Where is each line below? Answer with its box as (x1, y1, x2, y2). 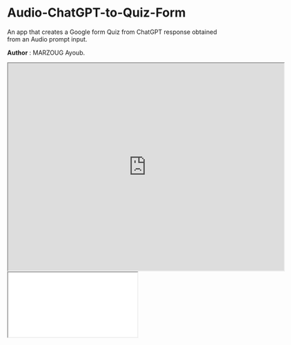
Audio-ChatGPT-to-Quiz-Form (7, 5, 186, 21)
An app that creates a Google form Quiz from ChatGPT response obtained (7, 28, 217, 36)
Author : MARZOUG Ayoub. (7, 48, 85, 57)
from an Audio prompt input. (7, 35, 88, 43)
